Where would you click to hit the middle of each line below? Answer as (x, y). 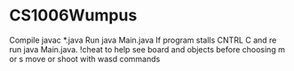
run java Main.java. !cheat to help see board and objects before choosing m (147, 49)
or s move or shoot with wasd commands (85, 59)
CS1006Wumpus (73, 16)
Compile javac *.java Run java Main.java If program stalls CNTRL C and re (143, 40)
